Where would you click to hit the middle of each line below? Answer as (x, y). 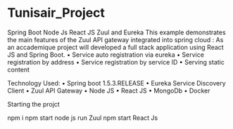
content (19, 69)
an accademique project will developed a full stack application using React (115, 47)
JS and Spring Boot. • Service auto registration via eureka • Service (106, 55)
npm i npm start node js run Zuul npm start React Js (83, 118)
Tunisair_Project (56, 13)
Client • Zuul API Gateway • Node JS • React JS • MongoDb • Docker (109, 90)
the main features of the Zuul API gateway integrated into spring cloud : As (115, 39)
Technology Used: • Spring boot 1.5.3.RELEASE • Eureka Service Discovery (117, 83)
